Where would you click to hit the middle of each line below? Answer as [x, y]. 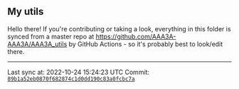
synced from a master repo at [51, 36]
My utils [26, 12]
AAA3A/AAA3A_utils [37, 44]
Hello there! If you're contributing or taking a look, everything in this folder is [119, 28]
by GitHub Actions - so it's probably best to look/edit [146, 44]
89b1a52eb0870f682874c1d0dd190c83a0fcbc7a [71, 79]
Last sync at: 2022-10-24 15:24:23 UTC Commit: [79, 72]
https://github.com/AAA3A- [136, 36]
